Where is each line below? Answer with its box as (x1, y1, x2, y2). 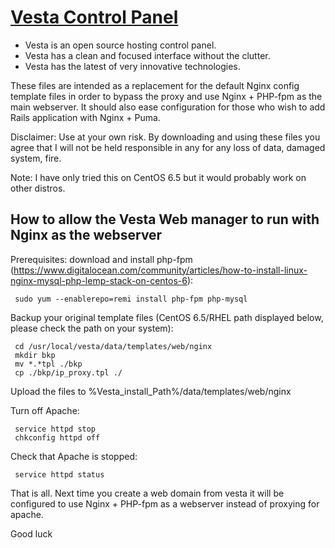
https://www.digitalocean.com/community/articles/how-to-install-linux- (13, 264, 308, 276)
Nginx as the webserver (10, 227, 163, 244)
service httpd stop (14, 424, 97, 434)
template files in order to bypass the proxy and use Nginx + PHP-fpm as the (10, 90, 323, 102)
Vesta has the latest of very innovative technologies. (24, 60, 241, 72)
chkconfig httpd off (14, 432, 101, 443)
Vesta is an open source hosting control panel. (24, 39, 217, 51)
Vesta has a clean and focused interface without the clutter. (24, 49, 271, 61)
